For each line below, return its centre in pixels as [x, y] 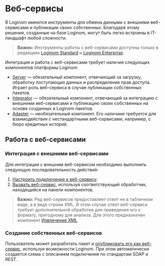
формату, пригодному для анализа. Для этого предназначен [81, 215]
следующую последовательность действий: [52, 169]
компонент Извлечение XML [47, 220]
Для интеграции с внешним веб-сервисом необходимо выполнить [76, 164]
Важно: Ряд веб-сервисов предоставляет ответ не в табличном [85, 199]
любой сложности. [47, 38]
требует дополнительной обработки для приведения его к [79, 209]
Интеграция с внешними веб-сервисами [57, 154]
